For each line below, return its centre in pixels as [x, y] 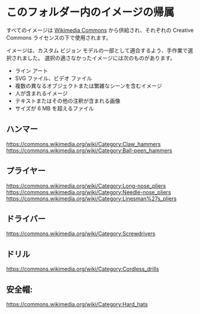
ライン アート [31, 70]
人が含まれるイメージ [41, 93]
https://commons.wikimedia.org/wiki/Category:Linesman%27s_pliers [92, 199]
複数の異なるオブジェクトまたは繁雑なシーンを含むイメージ [88, 85]
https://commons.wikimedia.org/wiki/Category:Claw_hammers [83, 144]
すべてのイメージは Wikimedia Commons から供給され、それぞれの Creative [100, 30]
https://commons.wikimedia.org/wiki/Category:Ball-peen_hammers [89, 150]
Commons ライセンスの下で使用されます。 [59, 37]
